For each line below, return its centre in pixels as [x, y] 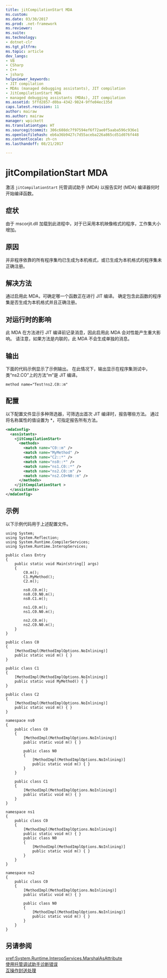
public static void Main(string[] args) [57, 564]
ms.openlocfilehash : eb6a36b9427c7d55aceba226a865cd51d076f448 [72, 135]
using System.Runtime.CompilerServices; [48, 542]
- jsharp [15, 75]
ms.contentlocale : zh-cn [31, 139]
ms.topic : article [25, 51]
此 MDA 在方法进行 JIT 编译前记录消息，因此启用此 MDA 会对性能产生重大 [81, 333]
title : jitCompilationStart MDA [39, 10]
